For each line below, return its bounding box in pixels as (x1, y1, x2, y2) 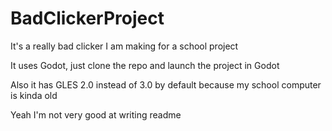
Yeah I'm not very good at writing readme (10, 108, 182, 121)
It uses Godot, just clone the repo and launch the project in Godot (10, 59, 280, 71)
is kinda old (10, 89, 58, 101)
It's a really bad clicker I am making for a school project (10, 40, 239, 52)
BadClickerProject (10, 7, 165, 30)
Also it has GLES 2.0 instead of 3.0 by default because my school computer (10, 78, 322, 91)
